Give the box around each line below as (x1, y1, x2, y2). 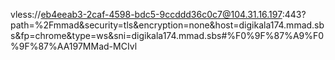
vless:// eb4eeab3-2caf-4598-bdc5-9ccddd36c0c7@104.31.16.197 (10, 9, 283, 20)
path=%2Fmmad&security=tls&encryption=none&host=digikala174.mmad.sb (10, 19, 325, 31)
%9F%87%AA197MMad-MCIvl (10, 40, 138, 52)
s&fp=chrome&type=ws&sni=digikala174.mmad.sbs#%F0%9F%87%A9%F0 (10, 30, 325, 41)
